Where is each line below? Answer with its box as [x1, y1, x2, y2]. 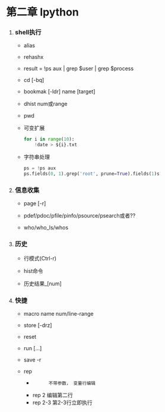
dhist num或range [23, 100, 68, 108]
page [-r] [23, 200, 46, 207]
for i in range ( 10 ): [23, 136, 75, 143]
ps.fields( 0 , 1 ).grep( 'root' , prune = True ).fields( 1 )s [23, 171, 160, 177]
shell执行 [14, 28, 42, 36]
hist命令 [23, 267, 43, 274]
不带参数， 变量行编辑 [48, 380, 96, 386]
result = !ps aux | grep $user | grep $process [23, 65, 134, 72]
